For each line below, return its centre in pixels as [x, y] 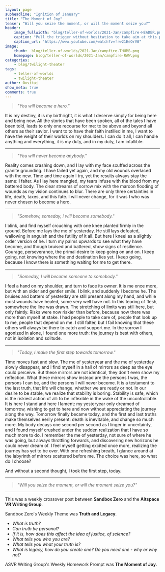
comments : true [21, 92]
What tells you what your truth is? [46, 544]
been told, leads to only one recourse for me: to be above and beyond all [79, 126]
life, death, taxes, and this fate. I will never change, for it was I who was [77, 197]
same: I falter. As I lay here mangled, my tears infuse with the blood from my [82, 181]
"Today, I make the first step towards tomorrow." [66, 352]
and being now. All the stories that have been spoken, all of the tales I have [81, 121]
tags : [11, 69]
